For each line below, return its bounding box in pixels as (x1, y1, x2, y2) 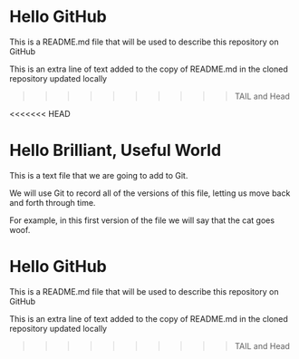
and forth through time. (9, 197, 96, 208)
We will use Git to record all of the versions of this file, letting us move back (9, 188, 291, 199)
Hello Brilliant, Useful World (9, 141, 222, 160)
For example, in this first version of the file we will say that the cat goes (9, 215, 275, 226)
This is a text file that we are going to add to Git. (9, 170, 188, 180)
